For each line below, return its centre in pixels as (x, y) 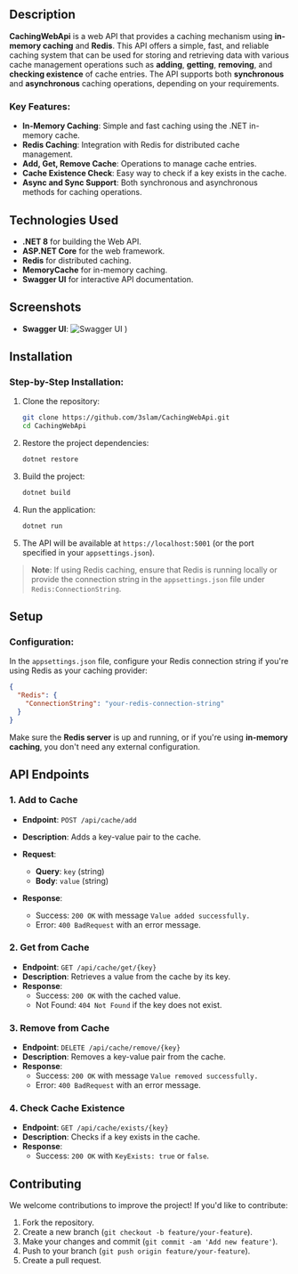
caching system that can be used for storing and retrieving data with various (149, 55)
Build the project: (53, 476)
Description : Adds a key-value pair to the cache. (112, 837)
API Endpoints (49, 775)
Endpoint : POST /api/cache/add (79, 819)
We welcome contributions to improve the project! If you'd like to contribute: (149, 1205)
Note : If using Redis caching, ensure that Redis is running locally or (154, 570)
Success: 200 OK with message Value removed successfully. (147, 1075)
